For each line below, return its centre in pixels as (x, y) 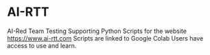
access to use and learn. (42, 45)
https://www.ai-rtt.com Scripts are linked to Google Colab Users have (105, 38)
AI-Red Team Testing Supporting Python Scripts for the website (97, 31)
